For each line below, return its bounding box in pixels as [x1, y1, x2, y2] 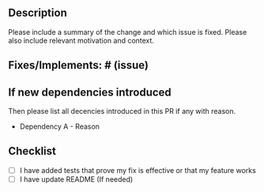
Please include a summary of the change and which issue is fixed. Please [8, 27, 247, 36]
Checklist [8, 145, 57, 158]
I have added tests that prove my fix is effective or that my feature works [19, 165, 257, 175]
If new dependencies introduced [8, 85, 172, 99]
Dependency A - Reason [19, 122, 100, 131]
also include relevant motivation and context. [8, 36, 154, 45]
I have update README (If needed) [19, 174, 134, 184]
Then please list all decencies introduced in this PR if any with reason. [8, 107, 236, 116]
